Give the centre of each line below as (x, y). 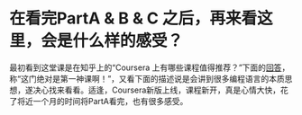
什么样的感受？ (128, 41)
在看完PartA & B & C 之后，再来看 (133, 18)
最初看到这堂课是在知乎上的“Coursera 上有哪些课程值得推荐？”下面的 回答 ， (150, 67)
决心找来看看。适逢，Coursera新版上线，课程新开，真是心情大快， (157, 90)
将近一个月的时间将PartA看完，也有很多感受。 (102, 101)
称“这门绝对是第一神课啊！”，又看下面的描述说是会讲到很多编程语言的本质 (147, 78)
